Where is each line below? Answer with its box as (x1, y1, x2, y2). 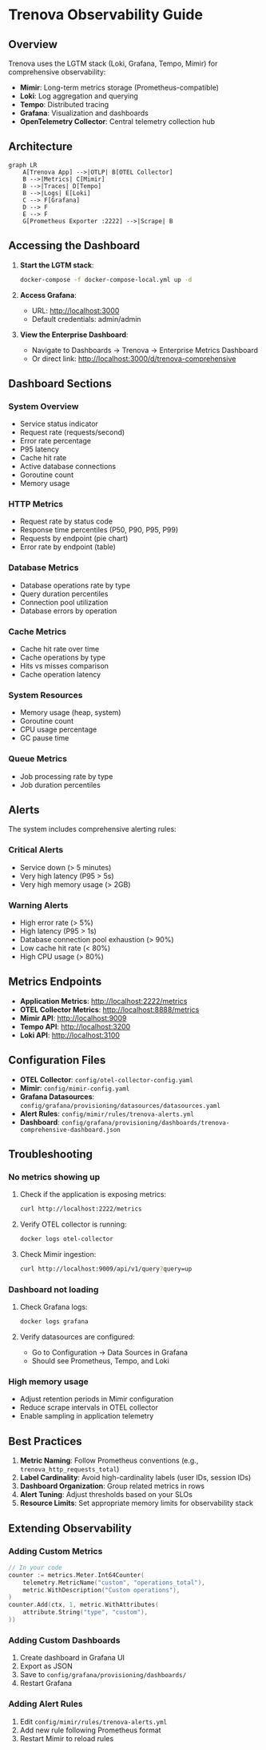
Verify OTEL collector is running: (19, 1219, 127, 1230)
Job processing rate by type (19, 771, 113, 781)
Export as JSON (19, 1661, 73, 1671)
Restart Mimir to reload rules (19, 1733, 114, 1743)
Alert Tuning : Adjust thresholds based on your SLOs (19, 1490, 193, 1499)
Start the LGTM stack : (19, 260, 94, 270)
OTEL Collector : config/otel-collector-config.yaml (19, 1074, 193, 1084)
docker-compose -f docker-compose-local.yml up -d (19, 275, 193, 283)
